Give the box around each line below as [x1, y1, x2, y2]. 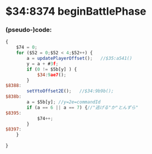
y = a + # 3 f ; [27, 61, 59, 66]
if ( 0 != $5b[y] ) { [27, 66, 77, 72]
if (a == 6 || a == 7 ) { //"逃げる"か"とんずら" [27, 105, 139, 111]
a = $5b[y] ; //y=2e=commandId [27, 99, 101, 105]
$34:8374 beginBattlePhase [5, 5, 147, 18]
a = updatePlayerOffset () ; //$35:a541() [27, 55, 133, 62]
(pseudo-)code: [5, 26, 52, 34]
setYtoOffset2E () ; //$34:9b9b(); [27, 88, 114, 94]
